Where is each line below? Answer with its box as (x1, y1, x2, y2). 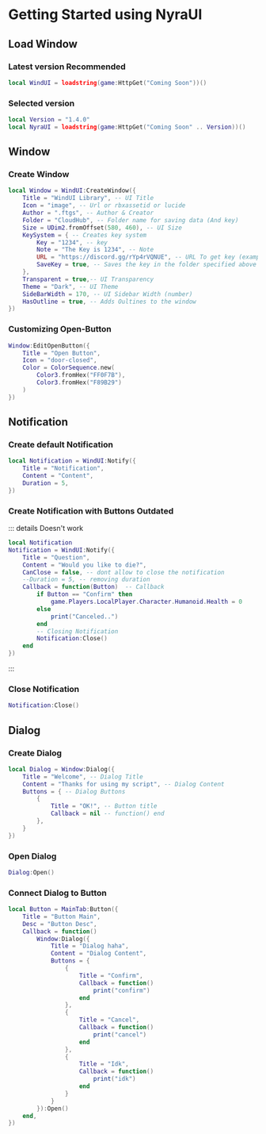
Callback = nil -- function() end (50, 809, 165, 818)
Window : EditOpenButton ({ (8, 341, 90, 350)
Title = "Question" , (22, 553, 90, 561)
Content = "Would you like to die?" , (22, 561, 147, 569)
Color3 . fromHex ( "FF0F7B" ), (36, 371, 126, 379)
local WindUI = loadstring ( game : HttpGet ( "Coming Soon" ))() (8, 79, 207, 86)
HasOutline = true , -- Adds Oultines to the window (22, 298, 196, 306)
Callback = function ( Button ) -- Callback (22, 583, 165, 591)
